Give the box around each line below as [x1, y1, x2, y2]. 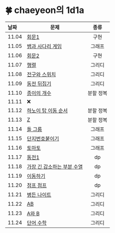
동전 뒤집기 [26, 80, 51, 87]
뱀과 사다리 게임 [26, 43, 62, 50]
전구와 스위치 [26, 71, 56, 78]
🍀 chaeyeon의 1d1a [5, 4, 85, 16]
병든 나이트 [26, 191, 51, 198]
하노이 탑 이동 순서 [26, 107, 68, 114]
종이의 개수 [26, 89, 51, 96]
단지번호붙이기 [26, 135, 59, 142]
